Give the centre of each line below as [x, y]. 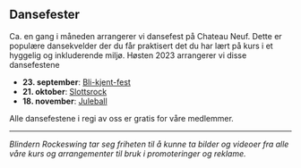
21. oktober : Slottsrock [64, 91]
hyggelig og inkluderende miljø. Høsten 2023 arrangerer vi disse [128, 55]
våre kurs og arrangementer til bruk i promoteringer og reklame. [128, 153]
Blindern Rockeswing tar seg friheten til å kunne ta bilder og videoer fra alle [149, 144]
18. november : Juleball [64, 101]
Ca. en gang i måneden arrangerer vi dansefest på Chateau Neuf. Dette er [146, 36]
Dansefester [45, 15]
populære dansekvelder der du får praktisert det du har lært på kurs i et [141, 46]
